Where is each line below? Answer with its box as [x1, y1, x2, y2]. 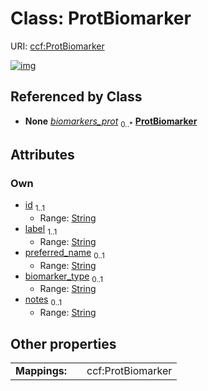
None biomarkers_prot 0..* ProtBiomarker [24, 115, 198, 129]
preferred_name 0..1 [24, 246, 105, 261]
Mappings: [15, 364, 68, 378]
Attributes [10, 146, 75, 163]
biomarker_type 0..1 [24, 270, 103, 284]
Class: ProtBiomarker [10, 7, 192, 30]
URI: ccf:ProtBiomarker [10, 40, 105, 52]
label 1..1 [24, 223, 58, 237]
